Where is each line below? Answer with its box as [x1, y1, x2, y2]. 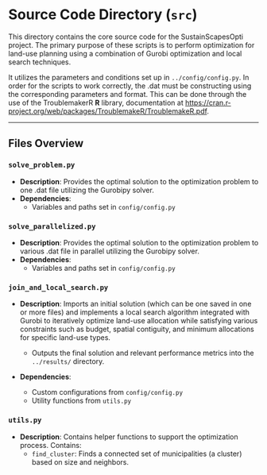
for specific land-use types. [19, 333, 111, 342]
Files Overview [8, 137, 84, 150]
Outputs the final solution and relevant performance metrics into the [31, 348, 254, 358]
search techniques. [8, 57, 72, 67]
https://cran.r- [185, 98, 232, 107]
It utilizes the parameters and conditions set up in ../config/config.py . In [8, 72, 250, 82]
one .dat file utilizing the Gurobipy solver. [19, 185, 155, 195]
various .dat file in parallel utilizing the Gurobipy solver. [19, 246, 200, 256]
